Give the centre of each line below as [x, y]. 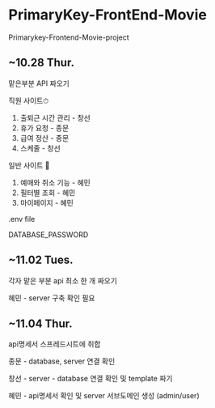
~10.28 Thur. [42, 63]
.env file [22, 219]
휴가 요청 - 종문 [44, 128]
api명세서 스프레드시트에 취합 [55, 344]
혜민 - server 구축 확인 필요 [52, 298]
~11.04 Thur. [40, 323]
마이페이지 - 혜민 [47, 202]
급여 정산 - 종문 [44, 138]
